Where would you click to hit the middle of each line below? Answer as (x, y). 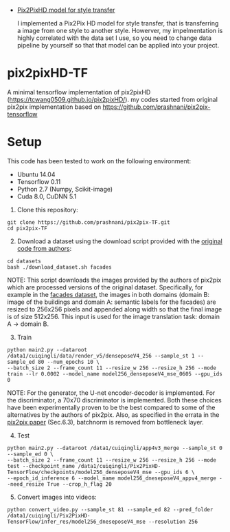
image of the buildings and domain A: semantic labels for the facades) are (112, 302)
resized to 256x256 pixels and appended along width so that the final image (115, 309)
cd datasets (24, 261)
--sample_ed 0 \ (30, 454)
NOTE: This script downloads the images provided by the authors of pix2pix (114, 280)
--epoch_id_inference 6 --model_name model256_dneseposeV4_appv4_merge (112, 478)
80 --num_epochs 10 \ (68, 362)
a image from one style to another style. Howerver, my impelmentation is (120, 31)
